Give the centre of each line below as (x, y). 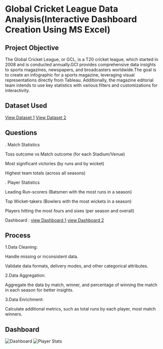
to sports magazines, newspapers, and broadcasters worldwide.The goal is (81, 70)
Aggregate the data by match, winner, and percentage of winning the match (81, 285)
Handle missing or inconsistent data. (42, 256)
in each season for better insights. (40, 290)
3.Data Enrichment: (24, 300)
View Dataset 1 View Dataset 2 (36, 117)
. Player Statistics (22, 182)
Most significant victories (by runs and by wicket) (55, 163)
